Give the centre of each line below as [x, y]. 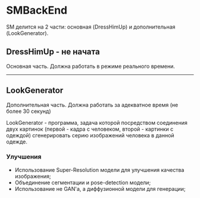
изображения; [33, 176]
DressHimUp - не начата [53, 52]
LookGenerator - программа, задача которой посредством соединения [97, 122]
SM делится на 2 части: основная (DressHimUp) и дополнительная [91, 27]
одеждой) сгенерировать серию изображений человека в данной [90, 135]
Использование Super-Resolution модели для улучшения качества [99, 169]
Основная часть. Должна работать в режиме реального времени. [91, 66]
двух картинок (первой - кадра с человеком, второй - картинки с [90, 129]
